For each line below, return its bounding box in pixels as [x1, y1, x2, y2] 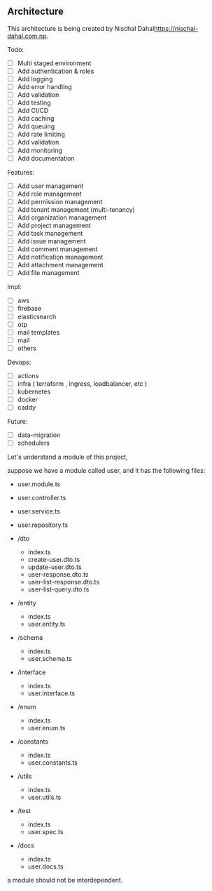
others [17, 344, 36, 352]
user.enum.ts [27, 724, 66, 732]
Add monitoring [17, 146, 63, 154]
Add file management [17, 269, 80, 277]
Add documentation [17, 154, 75, 162]
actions [17, 371, 39, 380]
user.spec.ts [27, 828, 64, 836]
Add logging [17, 74, 53, 83]
